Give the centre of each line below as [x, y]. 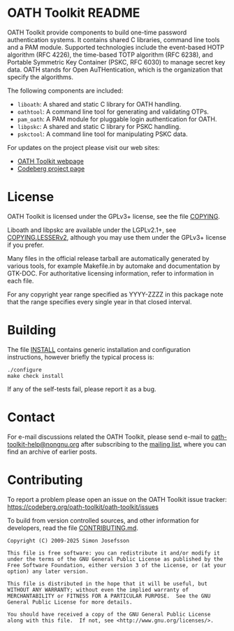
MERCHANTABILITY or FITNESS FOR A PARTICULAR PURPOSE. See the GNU [109, 596]
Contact [31, 417]
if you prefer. [25, 245]
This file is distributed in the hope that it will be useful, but [108, 583]
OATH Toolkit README [74, 13]
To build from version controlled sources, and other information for [103, 520]
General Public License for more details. [70, 602]
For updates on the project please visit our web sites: [83, 147]
